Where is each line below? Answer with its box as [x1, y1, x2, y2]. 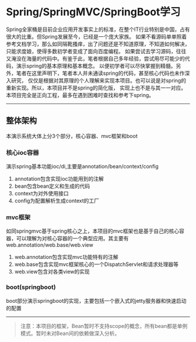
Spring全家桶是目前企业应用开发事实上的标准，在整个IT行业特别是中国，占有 [6, 26, 191, 33]
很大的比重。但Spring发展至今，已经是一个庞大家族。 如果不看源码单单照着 [6, 33, 187, 40]
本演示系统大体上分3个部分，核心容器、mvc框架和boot [6, 132, 138, 139]
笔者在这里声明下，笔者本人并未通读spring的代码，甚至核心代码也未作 [16, 70, 185, 77]
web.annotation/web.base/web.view [6, 241, 93, 248]
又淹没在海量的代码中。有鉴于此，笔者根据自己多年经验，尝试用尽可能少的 [6, 55, 185, 62]
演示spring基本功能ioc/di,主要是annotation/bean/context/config [6, 163, 159, 170]
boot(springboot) [6, 283, 57, 291]
